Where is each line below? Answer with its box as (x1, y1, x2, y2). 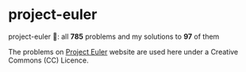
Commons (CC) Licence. (8, 55, 89, 65)
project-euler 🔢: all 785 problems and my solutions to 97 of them (8, 32, 220, 41)
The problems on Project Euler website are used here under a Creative (8, 47, 239, 56)
